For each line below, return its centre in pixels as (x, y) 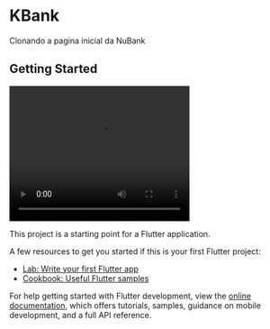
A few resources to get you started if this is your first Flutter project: (135, 251)
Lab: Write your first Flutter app (81, 269)
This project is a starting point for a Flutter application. (110, 233)
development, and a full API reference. (81, 315)
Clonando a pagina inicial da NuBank (77, 41)
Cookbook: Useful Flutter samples (85, 278)
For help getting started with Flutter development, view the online (130, 296)
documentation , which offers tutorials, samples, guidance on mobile (135, 305)
